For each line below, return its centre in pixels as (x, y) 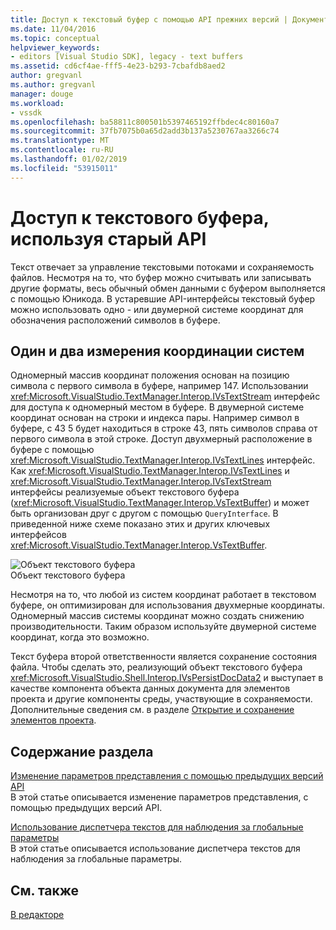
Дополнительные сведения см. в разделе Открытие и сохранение (152, 710)
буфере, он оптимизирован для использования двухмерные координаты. (167, 605)
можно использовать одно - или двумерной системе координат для (157, 309)
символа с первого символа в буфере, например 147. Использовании (159, 386)
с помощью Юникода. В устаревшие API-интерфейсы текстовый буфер (163, 298)
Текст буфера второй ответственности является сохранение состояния (163, 657)
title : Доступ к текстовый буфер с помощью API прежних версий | (149, 19)
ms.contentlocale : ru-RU (62, 150)
